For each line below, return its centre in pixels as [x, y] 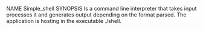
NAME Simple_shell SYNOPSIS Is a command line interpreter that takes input [101, 9]
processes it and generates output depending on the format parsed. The [96, 15]
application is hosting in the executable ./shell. [64, 21]
